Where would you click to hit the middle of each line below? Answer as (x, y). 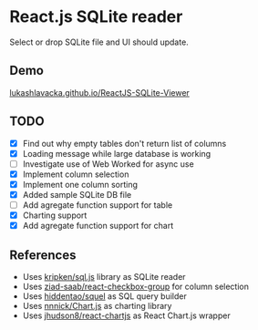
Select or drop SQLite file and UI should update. (99, 42)
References (43, 255)
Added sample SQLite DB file (77, 194)
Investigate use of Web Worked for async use (108, 164)
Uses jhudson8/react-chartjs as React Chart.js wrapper (126, 315)
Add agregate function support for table (98, 205)
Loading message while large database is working (117, 153)
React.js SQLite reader (96, 17)
